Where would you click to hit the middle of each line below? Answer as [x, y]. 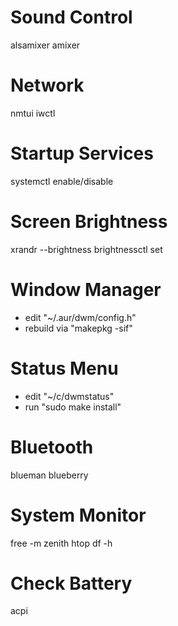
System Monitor [78, 515]
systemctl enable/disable [62, 181]
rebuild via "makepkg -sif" [78, 328]
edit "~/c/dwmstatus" [69, 396]
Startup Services [82, 153]
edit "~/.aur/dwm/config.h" [80, 317]
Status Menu [64, 368]
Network [47, 85]
